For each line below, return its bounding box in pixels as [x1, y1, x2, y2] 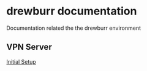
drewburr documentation [6, 4, 137, 18]
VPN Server [6, 42, 52, 52]
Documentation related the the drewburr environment [6, 24, 141, 32]
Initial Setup [6, 58, 37, 65]
